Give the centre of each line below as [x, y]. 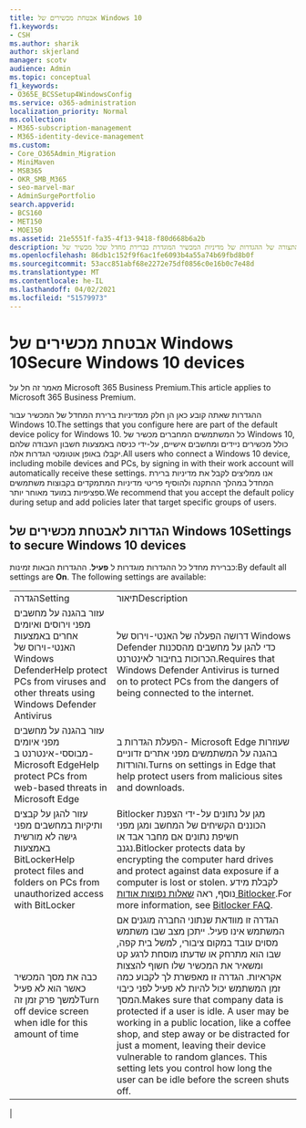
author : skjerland [44, 52]
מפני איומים [37, 742]
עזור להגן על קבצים [51, 814]
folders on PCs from [57, 883]
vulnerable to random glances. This [192, 1057]
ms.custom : [30, 145]
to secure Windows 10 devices [98, 545]
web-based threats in [61, 788]
